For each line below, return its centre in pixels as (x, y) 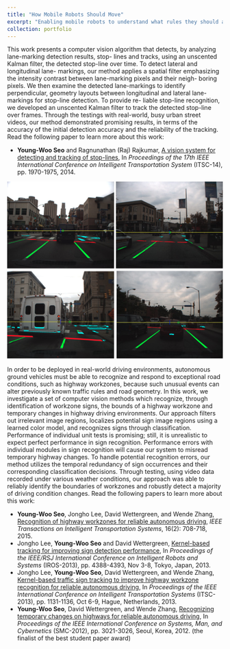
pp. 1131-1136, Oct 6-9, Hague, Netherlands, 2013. (107, 602)
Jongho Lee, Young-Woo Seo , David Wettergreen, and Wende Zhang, (115, 573)
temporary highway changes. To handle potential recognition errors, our (109, 457)
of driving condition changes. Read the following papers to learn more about (115, 494)
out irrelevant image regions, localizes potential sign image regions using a (112, 421)
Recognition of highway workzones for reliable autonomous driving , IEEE (119, 521)
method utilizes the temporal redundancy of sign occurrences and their (107, 464)
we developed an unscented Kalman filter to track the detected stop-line (110, 108)
